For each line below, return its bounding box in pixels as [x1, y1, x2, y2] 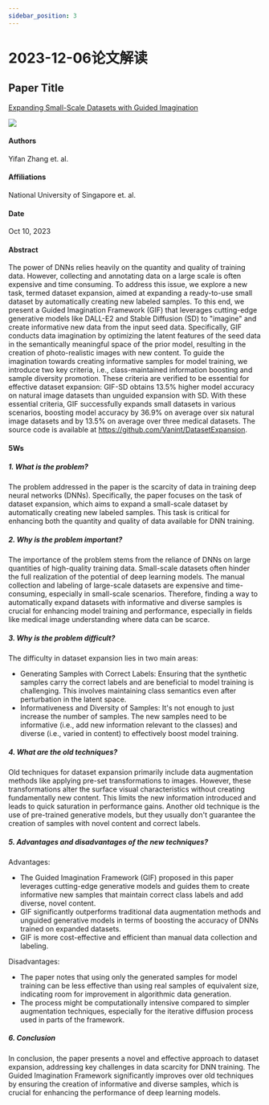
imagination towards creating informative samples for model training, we [8, 357, 248, 366]
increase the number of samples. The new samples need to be [19, 711, 227, 721]
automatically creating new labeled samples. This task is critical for [8, 508, 230, 517]
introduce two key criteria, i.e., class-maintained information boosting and [8, 365, 253, 374]
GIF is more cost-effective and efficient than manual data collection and [19, 932, 258, 942]
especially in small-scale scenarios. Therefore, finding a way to [48, 588, 259, 599]
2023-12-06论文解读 [8, 49, 149, 67]
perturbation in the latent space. [19, 694, 127, 704]
